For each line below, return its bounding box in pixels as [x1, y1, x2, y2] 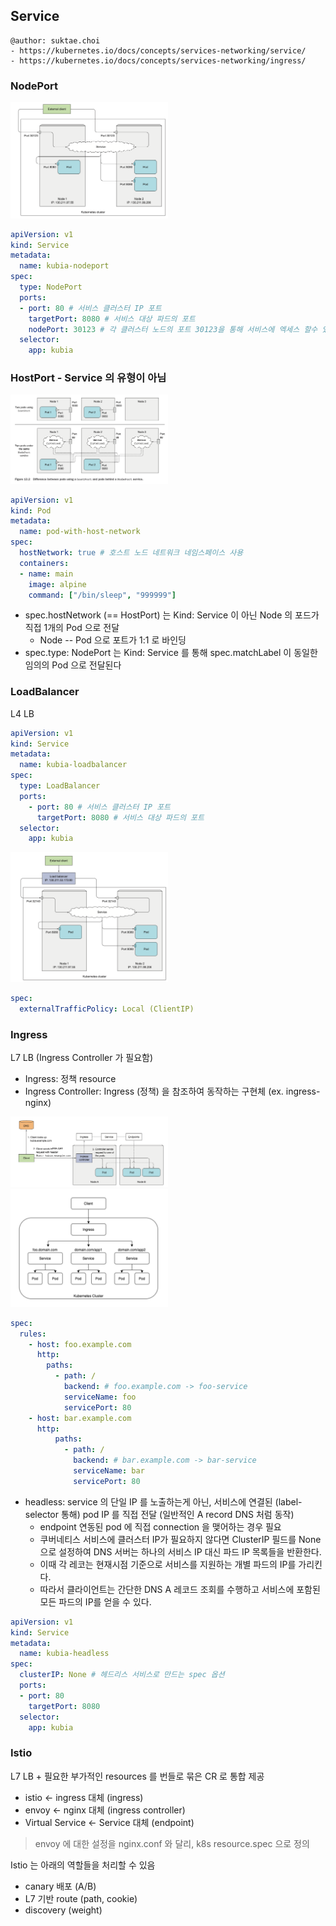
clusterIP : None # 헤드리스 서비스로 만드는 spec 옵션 [19, 1670, 225, 1680]
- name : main [19, 569, 74, 579]
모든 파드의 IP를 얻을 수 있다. [39, 1595, 152, 1608]
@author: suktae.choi [10, 35, 101, 46]
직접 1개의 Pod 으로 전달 [24, 622, 120, 634]
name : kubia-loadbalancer [19, 760, 128, 770]
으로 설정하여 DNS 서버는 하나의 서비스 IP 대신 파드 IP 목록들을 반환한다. [39, 1545, 322, 1558]
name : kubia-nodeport [19, 261, 110, 271]
